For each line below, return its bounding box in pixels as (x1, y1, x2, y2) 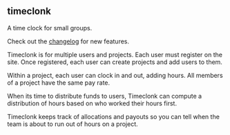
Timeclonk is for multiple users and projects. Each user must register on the (7, 50, 223, 59)
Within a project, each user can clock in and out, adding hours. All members (7, 71, 223, 79)
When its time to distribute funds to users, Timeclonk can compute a (7, 92, 202, 100)
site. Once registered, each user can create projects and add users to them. (7, 58, 223, 66)
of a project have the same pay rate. (7, 79, 111, 87)
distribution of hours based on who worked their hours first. (7, 99, 178, 107)
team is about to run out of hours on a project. (7, 120, 138, 128)
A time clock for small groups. (7, 23, 93, 32)
